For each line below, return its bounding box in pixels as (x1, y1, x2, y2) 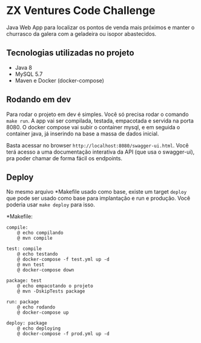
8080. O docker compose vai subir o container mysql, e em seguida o (6, 123, 180, 131)
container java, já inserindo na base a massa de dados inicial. (6, 130, 159, 137)
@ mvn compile (17, 235, 53, 242)
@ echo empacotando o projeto (17, 283, 94, 289)
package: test (6, 277, 42, 284)
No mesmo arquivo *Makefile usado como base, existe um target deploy (6, 188, 187, 195)
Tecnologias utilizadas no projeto (6, 48, 134, 58)
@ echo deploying (17, 325, 61, 331)
